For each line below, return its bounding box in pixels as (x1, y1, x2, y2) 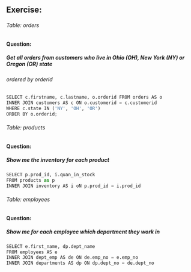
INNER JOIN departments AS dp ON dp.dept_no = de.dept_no (6, 260, 154, 267)
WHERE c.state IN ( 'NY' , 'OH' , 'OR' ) (6, 105, 101, 111)
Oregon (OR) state (6, 60, 53, 68)
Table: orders (6, 21, 40, 29)
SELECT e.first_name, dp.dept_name (6, 243, 95, 249)
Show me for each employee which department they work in (6, 228, 160, 235)
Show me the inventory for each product (6, 156, 110, 164)
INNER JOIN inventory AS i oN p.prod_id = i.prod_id (6, 183, 141, 189)
